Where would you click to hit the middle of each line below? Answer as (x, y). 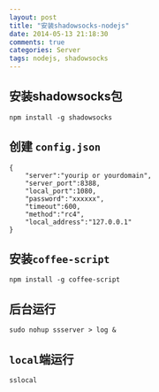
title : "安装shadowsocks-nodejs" (69, 26)
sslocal (23, 380)
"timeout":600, (53, 206)
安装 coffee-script (60, 259)
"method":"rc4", (55, 214)
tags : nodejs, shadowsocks (59, 58)
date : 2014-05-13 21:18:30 (59, 34)
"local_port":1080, (61, 191)
